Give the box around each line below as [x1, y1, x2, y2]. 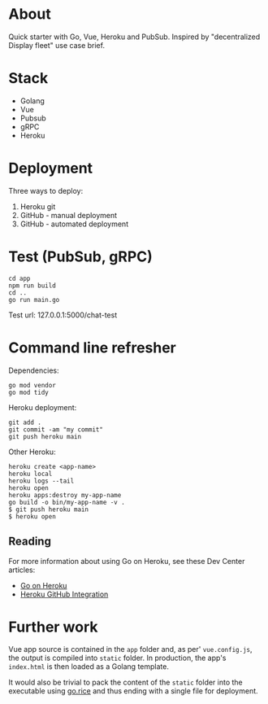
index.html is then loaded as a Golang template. [8, 662, 169, 671]
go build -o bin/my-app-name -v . [8, 498, 126, 506]
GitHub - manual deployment [19, 210, 118, 220]
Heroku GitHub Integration [19, 589, 109, 599]
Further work [8, 618, 99, 636]
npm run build [8, 282, 57, 290]
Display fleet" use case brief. [8, 40, 106, 50]
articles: [8, 565, 36, 575]
